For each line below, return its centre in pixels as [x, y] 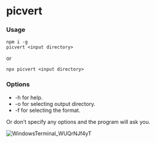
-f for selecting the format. [48, 110]
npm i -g [17, 42]
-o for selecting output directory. [55, 104]
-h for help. [29, 98]
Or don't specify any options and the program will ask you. [78, 121]
